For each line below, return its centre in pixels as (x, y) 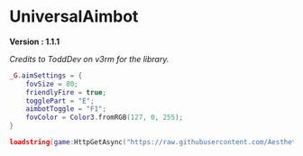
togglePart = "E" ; (60, 101)
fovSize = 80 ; (52, 84)
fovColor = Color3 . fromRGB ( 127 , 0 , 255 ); (105, 118)
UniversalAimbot (74, 17)
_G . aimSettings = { (46, 75)
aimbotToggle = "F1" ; (66, 109)
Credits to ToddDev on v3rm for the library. (89, 59)
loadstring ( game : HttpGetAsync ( (68, 142)
